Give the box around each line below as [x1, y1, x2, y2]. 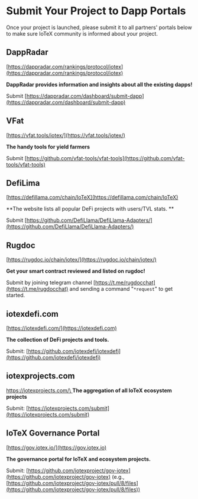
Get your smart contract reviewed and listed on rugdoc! [6, 268, 146, 275]
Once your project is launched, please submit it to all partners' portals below [6, 24, 192, 31]
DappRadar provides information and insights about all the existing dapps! [6, 81, 193, 88]
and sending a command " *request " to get [69, 285, 173, 293]
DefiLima [6, 178, 40, 188]
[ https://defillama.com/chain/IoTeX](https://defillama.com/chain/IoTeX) [6, 194, 178, 201]
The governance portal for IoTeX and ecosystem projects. [6, 455, 151, 462]
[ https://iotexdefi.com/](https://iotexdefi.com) [6, 325, 117, 332]
